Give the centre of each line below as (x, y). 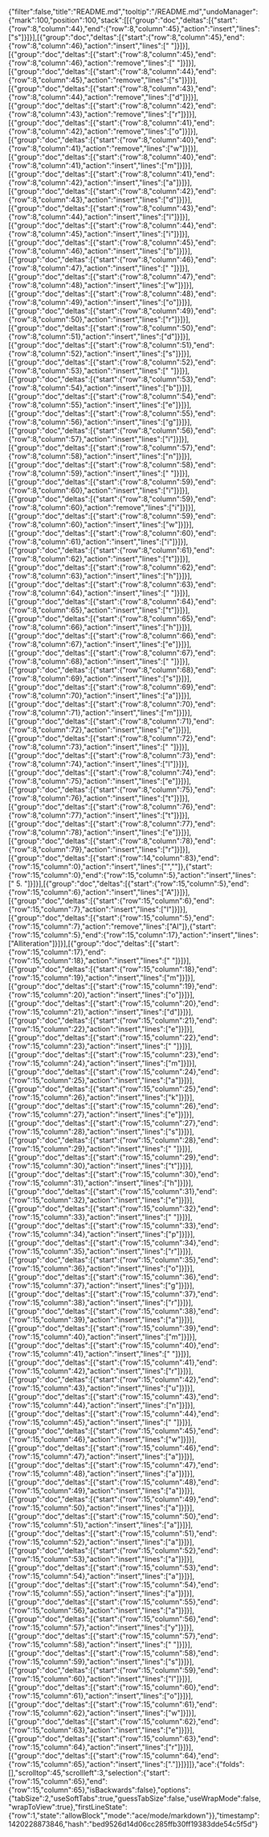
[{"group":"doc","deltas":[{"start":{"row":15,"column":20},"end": (114, 1003)
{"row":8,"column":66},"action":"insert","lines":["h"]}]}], (100, 627)
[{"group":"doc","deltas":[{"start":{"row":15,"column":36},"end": (114, 1277)
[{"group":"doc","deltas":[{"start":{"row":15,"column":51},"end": (113, 1533)
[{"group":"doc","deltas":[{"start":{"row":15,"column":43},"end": (114, 1396)
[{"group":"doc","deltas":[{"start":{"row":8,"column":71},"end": (111, 721)
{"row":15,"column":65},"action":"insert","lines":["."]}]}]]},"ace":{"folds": (126, 1764)
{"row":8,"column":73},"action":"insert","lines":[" (88, 747)
